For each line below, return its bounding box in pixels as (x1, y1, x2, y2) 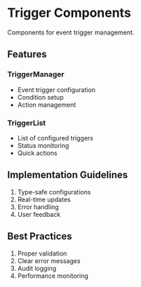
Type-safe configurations (17, 187, 91, 196)
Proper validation (17, 249, 67, 258)
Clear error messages (17, 256, 81, 265)
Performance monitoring (17, 272, 89, 280)
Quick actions (17, 149, 58, 157)
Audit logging (17, 264, 57, 272)
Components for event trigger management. (7, 28, 135, 36)
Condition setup (17, 93, 65, 101)
